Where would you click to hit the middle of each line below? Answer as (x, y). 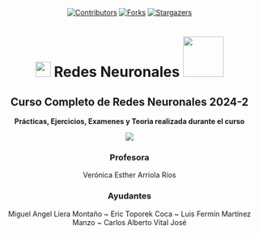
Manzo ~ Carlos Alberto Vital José (129, 222)
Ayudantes (129, 196)
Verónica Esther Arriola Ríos (129, 175)
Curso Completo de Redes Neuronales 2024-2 (129, 102)
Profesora (129, 157)
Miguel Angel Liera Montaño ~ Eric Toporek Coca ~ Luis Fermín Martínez (129, 214)
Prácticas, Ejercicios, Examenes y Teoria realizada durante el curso (129, 121)
